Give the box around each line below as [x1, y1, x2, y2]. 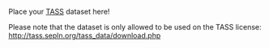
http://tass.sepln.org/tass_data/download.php [8, 31, 161, 40]
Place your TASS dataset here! [8, 7, 110, 16]
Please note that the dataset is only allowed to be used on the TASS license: [8, 22, 262, 31]
